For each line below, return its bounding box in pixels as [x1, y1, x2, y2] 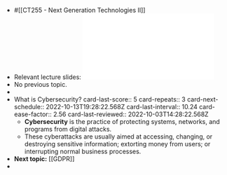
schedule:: [13, 103, 45, 111]
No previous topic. [13, 80, 68, 88]
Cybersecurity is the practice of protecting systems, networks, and [24, 118, 221, 125]
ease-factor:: [13, 110, 52, 118]
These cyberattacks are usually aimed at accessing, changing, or [24, 132, 213, 141]
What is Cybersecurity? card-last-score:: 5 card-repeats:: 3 [13, 95, 186, 104]
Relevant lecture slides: [13, 73, 82, 81]
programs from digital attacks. [24, 125, 112, 133]
